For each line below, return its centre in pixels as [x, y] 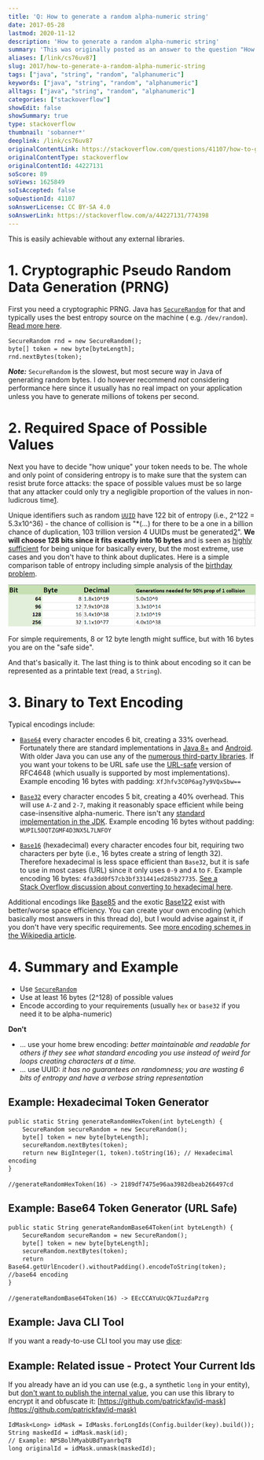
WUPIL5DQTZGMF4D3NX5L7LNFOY [65, 830]
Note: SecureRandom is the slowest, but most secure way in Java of [115, 371]
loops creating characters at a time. [78, 1061]
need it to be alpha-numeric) [66, 1014]
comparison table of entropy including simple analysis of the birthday [121, 565]
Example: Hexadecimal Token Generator [109, 1102]
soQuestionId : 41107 [42, 199]
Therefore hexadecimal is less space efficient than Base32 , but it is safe [134, 862]
